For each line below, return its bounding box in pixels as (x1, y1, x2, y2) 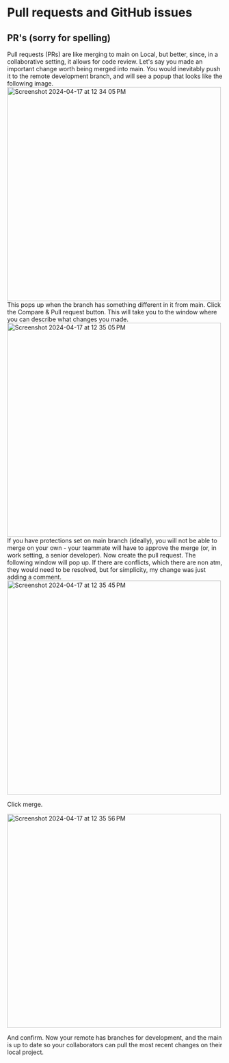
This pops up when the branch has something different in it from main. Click (7, 301, 221, 309)
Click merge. (7, 800, 43, 808)
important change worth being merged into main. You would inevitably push (7, 65, 221, 73)
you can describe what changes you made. (7, 315, 129, 323)
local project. (7, 1048, 44, 1056)
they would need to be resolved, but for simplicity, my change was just (7, 566, 206, 573)
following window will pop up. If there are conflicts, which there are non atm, (7, 558, 223, 566)
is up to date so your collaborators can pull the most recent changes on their (7, 1041, 223, 1049)
